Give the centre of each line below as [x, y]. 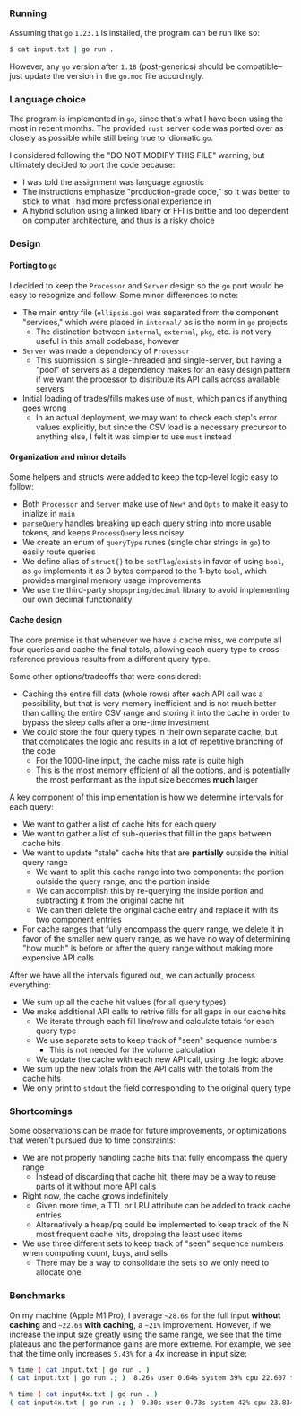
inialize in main [49, 513]
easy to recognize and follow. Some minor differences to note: [124, 295]
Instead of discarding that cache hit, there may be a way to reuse [155, 1177]
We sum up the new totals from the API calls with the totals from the [147, 1069]
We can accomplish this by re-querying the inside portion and [150, 891]
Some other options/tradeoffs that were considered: [105, 676]
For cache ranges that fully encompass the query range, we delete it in [153, 929]
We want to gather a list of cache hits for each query [119, 824]
